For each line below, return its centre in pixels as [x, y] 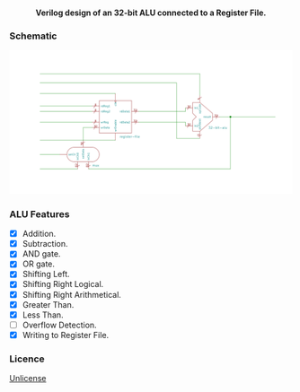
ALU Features [40, 213]
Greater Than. [48, 304]
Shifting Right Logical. [63, 284]
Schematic [33, 36]
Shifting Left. [46, 274]
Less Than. [43, 315]
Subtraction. [45, 244]
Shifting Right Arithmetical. [71, 294]
